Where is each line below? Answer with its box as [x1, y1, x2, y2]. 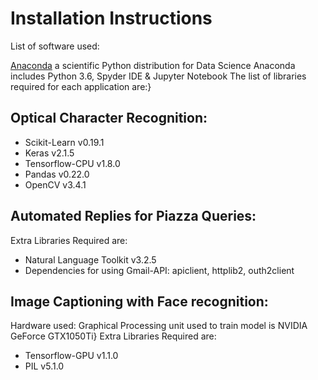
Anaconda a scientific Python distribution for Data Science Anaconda [10, 59, 296, 71]
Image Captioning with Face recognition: [10, 293, 269, 310]
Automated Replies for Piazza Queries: [10, 208, 257, 225]
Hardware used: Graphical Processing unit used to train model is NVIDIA [10, 320, 308, 332]
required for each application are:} [10, 80, 152, 92]
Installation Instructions [10, 7, 213, 30]
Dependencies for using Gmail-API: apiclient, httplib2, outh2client [24, 264, 295, 276]
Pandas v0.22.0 [24, 168, 90, 180]
